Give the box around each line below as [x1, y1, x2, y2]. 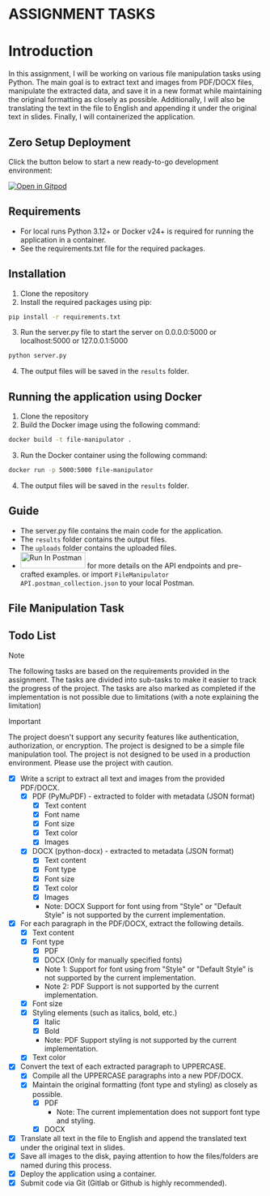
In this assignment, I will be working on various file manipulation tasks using [8, 69, 261, 79]
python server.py [8, 352, 67, 360]
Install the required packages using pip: [19, 297, 152, 307]
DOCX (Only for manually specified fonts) [44, 954, 183, 965]
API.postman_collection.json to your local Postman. [19, 577, 196, 588]
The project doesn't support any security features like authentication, [8, 731, 239, 742]
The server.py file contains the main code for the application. [19, 525, 224, 535]
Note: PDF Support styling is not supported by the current [44, 1035, 237, 1045]
